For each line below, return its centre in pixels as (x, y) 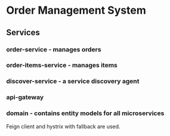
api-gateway (25, 97)
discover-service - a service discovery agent (73, 81)
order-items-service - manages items (62, 65)
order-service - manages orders (54, 50)
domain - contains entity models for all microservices (85, 113)
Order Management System (76, 10)
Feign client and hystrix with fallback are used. (63, 126)
